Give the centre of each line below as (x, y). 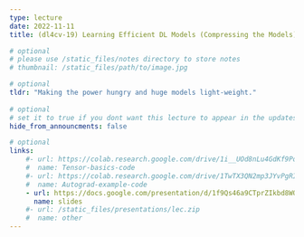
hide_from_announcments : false (68, 126)
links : (22, 151)
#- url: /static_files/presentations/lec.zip (113, 210)
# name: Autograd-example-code (86, 185)
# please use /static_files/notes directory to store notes (125, 60)
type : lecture (36, 18)
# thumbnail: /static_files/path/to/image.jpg (99, 68)
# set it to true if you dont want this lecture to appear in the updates (153, 118)
